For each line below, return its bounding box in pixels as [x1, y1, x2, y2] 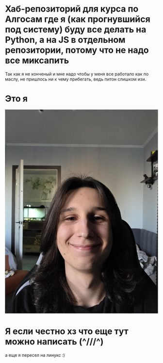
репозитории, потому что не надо [5, 45, 149, 56]
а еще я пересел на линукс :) [5, 352, 65, 358]
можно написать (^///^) [5, 336, 104, 347]
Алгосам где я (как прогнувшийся [5, 14, 150, 25]
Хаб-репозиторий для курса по [5, 3, 139, 15]
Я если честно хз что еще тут [5, 326, 129, 337]
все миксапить [5, 55, 69, 66]
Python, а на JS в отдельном [5, 34, 126, 46]
